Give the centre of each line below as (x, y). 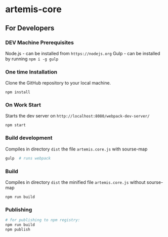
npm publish (18, 229)
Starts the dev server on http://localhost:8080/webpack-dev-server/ (78, 116)
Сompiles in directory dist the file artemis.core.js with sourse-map (76, 149)
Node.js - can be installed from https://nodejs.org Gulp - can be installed (83, 53)
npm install (18, 92)
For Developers (30, 28)
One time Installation (31, 72)
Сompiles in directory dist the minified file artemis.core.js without (75, 182)
